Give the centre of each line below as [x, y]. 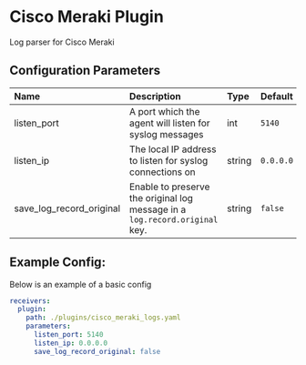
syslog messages [166, 134]
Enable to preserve [169, 187]
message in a [158, 209]
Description [155, 96]
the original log [161, 198]
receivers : [30, 301]
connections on [162, 172]
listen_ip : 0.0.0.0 [70, 343]
